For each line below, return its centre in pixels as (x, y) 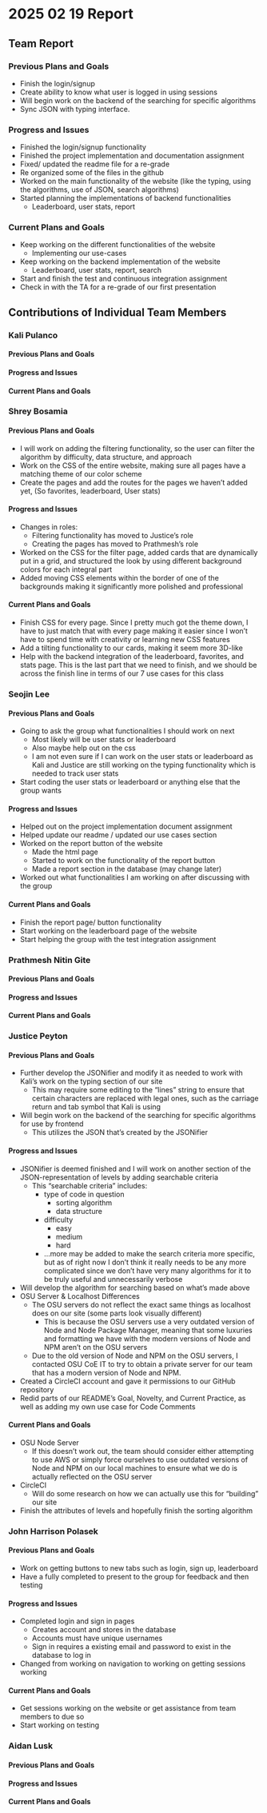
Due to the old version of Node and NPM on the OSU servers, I (135, 1356)
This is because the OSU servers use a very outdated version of (149, 1321)
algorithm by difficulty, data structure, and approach (106, 457)
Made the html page (65, 852)
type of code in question (84, 1194)
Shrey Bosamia (38, 411)
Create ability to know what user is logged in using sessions (119, 92)
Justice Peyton (38, 1036)
